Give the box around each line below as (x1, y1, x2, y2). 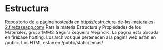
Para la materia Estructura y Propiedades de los (45, 24, 141, 30)
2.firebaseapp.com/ (5, 24, 45, 30)
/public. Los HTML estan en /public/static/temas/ (5, 39, 103, 45)
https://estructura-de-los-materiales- (80, 19, 156, 25)
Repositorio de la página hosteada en (5, 19, 80, 25)
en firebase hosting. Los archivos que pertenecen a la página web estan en (5, 34, 156, 40)
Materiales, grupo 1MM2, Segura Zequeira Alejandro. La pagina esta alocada (5, 29, 159, 35)
